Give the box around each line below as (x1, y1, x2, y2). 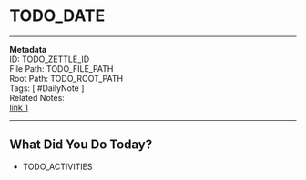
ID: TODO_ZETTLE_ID (9, 54, 90, 65)
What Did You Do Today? (9, 137, 153, 153)
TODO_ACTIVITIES (22, 161, 93, 172)
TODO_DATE (9, 5, 106, 26)
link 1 (9, 102, 29, 113)
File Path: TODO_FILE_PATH (9, 63, 114, 74)
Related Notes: (9, 92, 66, 103)
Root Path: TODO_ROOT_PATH (9, 73, 124, 84)
